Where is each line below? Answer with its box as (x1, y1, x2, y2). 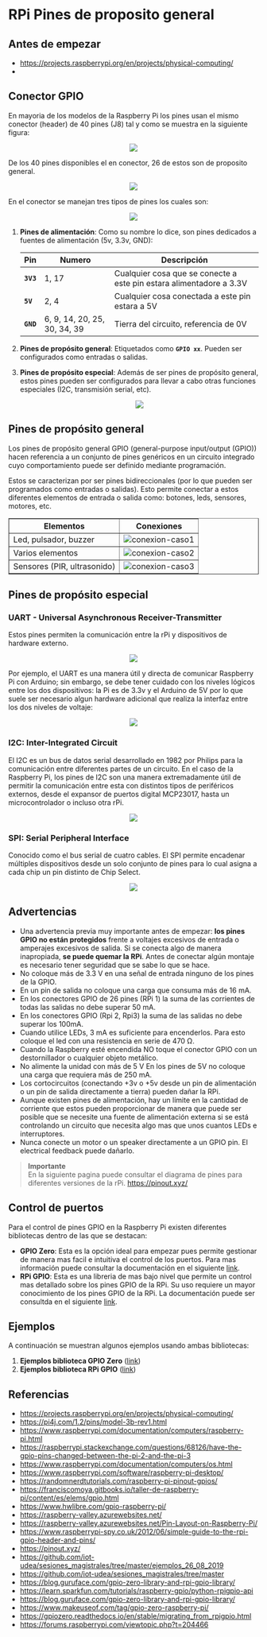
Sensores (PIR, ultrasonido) (13, 560, 116, 571)
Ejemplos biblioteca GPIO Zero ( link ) (19, 1356, 141, 1366)
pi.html (19, 1434, 43, 1444)
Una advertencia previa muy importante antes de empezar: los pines (19, 926, 246, 935)
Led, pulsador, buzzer (13, 534, 95, 545)
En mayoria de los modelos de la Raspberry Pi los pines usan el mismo (8, 110, 239, 120)
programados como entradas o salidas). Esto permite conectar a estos (8, 484, 239, 493)
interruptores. (19, 1128, 65, 1138)
